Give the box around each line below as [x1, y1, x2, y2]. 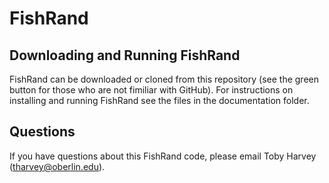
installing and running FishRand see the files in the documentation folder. [9, 95, 310, 106]
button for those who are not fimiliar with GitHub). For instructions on [9, 84, 294, 96]
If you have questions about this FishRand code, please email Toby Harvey [9, 150, 317, 162]
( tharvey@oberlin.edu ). [9, 160, 106, 172]
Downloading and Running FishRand [9, 47, 241, 64]
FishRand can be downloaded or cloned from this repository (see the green [9, 73, 319, 85]
